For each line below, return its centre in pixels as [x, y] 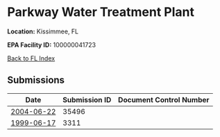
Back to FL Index [31, 58]
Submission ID [87, 99]
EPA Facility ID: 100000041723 [52, 45]
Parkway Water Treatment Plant [101, 12]
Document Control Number [163, 99]
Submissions [36, 80]
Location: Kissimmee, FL [43, 31]
